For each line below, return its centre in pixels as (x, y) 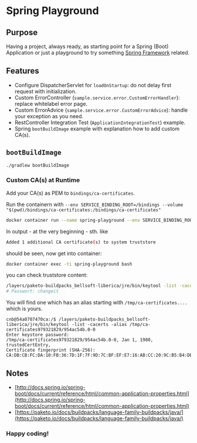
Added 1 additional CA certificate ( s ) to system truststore (81, 242)
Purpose (22, 32)
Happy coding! (28, 433)
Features (23, 71)
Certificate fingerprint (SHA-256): (51, 350)
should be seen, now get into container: (54, 253)
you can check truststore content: (47, 275)
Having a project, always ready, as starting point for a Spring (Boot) (87, 46)
